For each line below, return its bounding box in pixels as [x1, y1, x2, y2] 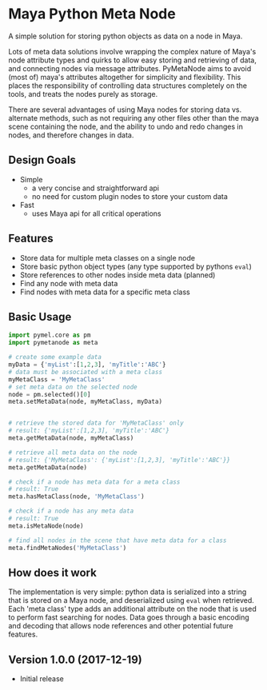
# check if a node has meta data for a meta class [8, 477, 181, 486]
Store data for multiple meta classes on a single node [19, 253, 196, 262]
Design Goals [8, 154, 76, 167]
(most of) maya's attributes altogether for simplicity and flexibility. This [8, 72, 241, 82]
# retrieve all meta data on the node [8, 449, 137, 457]
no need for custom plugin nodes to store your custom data [31, 191, 228, 201]
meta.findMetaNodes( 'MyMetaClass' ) [8, 544, 127, 552]
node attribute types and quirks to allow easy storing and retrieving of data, [8, 55, 257, 65]
